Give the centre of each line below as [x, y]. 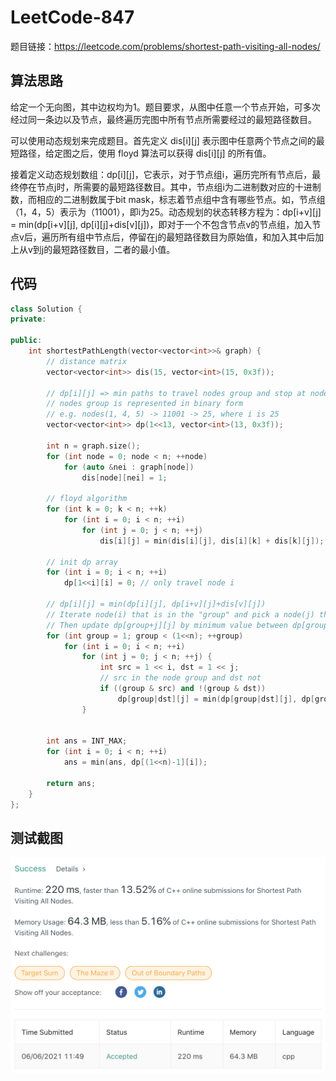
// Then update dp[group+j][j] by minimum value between [167, 625]
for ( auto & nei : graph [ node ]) [129, 467]
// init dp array [82, 562]
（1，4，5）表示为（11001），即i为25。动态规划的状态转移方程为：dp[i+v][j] [166, 212]
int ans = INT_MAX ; [87, 741]
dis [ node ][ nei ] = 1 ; [124, 477]
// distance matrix [87, 361]
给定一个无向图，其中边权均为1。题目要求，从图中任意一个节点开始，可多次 [165, 107]
